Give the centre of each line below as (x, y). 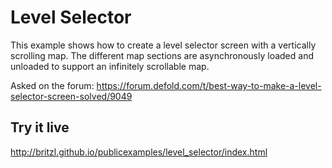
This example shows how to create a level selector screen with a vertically (163, 45)
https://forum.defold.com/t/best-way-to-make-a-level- (209, 85)
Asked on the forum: (52, 85)
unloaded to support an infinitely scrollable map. (110, 66)
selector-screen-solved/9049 (71, 96)
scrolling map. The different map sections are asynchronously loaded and (162, 55)
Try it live (40, 127)
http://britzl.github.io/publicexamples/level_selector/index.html (139, 152)
